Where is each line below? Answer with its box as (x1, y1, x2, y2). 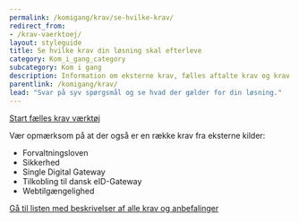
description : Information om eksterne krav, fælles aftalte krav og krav (9, 72, 291, 81)
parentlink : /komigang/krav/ (9, 80, 118, 89)
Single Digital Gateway (21, 166, 106, 177)
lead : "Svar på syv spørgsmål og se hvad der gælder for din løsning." (9, 88, 282, 97)
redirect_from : (9, 21, 66, 30)
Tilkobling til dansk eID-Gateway (21, 175, 142, 186)
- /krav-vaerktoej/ (9, 30, 82, 38)
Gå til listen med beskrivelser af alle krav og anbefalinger (9, 202, 219, 213)
